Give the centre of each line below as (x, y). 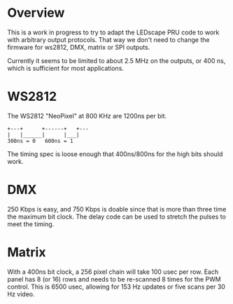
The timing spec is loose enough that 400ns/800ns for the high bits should (115, 154)
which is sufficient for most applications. (66, 68)
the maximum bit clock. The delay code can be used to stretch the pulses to (116, 216)
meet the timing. (31, 224)
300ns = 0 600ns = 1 (40, 141)
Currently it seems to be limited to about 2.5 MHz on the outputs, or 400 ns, (116, 60)
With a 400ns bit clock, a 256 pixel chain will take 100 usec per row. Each (113, 272)
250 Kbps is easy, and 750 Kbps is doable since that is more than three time (117, 209)
